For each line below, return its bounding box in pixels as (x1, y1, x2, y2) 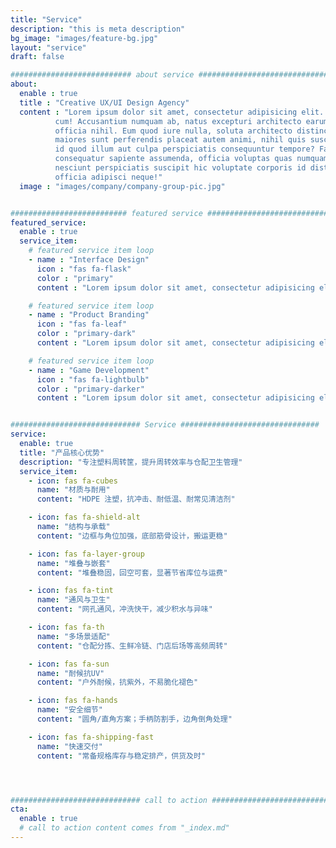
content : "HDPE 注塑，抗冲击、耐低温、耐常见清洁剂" (36, 494, 236, 505)
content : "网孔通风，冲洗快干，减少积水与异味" (36, 604, 213, 615)
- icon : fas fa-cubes (28, 476, 118, 486)
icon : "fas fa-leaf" (36, 319, 128, 330)
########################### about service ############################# (10, 70, 329, 80)
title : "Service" (10, 14, 83, 25)
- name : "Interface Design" (28, 255, 150, 265)
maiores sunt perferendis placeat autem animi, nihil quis (54, 135, 307, 145)
